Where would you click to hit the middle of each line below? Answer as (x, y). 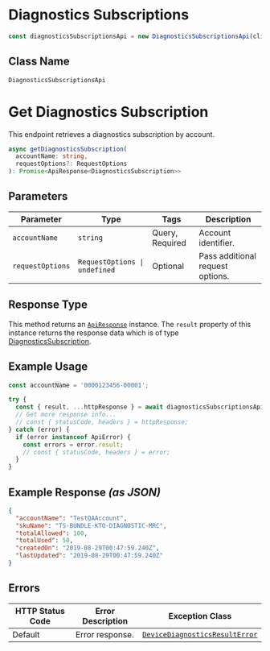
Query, (165, 233)
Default (26, 634)
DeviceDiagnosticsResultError (200, 634)
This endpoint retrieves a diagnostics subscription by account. (112, 134)
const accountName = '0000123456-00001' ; (79, 385)
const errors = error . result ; (74, 445)
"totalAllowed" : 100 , (52, 533)
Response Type (48, 305)
